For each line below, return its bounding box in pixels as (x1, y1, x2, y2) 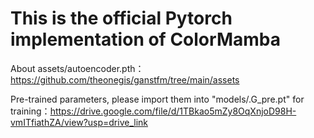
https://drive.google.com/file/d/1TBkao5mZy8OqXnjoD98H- (49, 105, 297, 117)
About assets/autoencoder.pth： (10, 62, 145, 74)
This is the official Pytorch (10, 7, 233, 30)
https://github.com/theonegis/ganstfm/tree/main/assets (10, 73, 240, 86)
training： (10, 105, 51, 117)
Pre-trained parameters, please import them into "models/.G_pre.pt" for (10, 93, 305, 105)
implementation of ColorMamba (10, 28, 281, 51)
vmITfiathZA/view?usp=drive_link (10, 116, 149, 128)
